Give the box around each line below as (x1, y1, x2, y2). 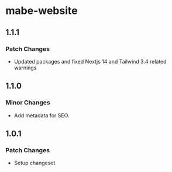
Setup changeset (13, 159, 56, 167)
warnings (13, 64, 37, 71)
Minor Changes (5, 99, 50, 107)
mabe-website (5, 4, 78, 17)
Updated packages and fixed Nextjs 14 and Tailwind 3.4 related (13, 58, 167, 65)
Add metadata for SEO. (13, 112, 70, 119)
